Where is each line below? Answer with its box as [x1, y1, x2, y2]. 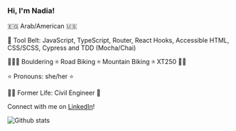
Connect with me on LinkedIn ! [7, 103, 95, 111]
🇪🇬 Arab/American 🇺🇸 [7, 22, 77, 31]
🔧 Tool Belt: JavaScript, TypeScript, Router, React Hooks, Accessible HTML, [7, 36, 230, 45]
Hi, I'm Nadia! [7, 6, 55, 16]
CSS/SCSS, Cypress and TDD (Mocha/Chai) [7, 43, 136, 52]
